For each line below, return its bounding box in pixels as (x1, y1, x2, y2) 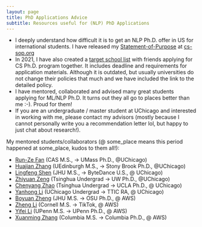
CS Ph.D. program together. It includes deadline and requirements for (14, 62, 188, 69)
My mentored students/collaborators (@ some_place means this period (6, 138, 183, 145)
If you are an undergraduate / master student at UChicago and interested (14, 107, 197, 115)
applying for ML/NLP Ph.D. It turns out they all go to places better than (14, 94, 190, 101)
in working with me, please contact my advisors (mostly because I (14, 113, 180, 121)
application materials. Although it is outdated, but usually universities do (14, 69, 194, 76)
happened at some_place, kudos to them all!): (6, 144, 119, 152)
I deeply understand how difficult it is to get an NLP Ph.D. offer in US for (14, 37, 194, 44)
